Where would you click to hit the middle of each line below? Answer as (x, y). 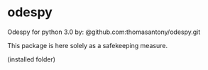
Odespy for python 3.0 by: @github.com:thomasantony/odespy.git (104, 32)
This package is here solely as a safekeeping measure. (88, 45)
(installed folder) (31, 59)
